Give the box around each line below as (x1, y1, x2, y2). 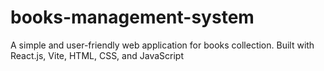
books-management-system (10, 6, 255, 29)
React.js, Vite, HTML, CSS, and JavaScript (10, 49, 184, 61)
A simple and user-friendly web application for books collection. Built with (10, 39, 315, 51)
